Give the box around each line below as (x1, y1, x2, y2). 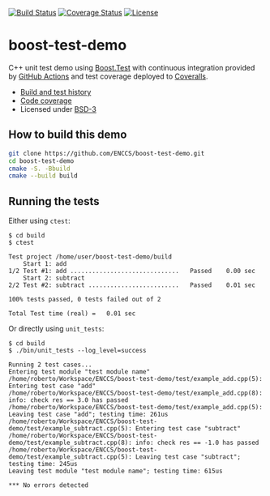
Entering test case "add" (8, 382, 96, 391)
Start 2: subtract (23, 274, 85, 283)
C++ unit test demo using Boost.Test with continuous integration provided (8, 62, 255, 72)
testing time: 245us (8, 460, 79, 468)
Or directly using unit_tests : (8, 324, 105, 334)
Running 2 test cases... (8, 361, 92, 369)
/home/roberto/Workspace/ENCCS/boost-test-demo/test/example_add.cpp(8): (8, 389, 264, 397)
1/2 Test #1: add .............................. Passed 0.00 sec (8, 267, 255, 276)
